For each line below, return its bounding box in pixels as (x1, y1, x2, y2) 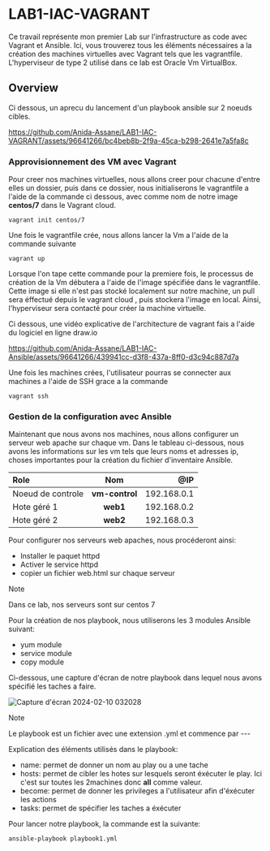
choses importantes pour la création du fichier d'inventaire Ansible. (8, 456, 234, 465)
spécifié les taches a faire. (8, 681, 96, 691)
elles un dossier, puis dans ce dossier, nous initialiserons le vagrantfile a (8, 184, 249, 193)
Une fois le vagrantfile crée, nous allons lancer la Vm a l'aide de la (8, 231, 229, 240)
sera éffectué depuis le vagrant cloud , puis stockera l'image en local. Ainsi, (8, 295, 261, 305)
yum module (19, 640, 62, 650)
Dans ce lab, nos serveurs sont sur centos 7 (8, 600, 156, 610)
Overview (8, 81, 59, 95)
